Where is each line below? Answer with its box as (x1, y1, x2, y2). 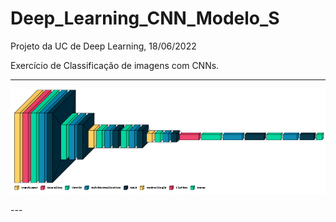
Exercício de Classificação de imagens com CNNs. (10, 59, 220, 71)
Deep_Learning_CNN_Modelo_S (10, 7, 280, 30)
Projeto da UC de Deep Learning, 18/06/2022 (10, 40, 197, 52)
